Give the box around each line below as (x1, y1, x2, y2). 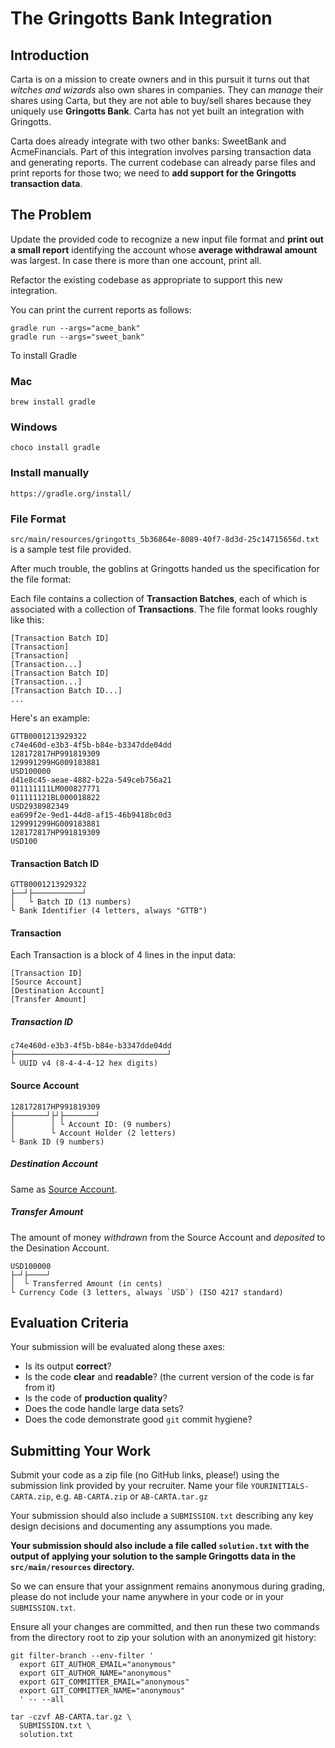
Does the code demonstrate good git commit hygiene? (24, 1413, 253, 1426)
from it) (24, 1382, 56, 1394)
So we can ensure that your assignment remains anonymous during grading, (10, 1580, 325, 1592)
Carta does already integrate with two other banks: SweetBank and (10, 135, 287, 147)
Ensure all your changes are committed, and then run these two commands (10, 1621, 320, 1633)
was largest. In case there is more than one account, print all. (10, 254, 262, 266)
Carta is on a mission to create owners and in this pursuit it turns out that (10, 73, 310, 85)
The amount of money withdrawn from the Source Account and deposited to (10, 1231, 326, 1243)
